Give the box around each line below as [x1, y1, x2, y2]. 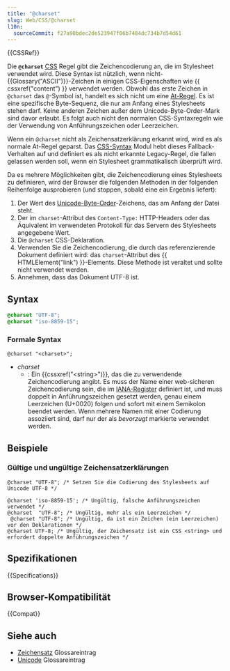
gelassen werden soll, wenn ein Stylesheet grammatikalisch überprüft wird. [7, 157, 222, 166]
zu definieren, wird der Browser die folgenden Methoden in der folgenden [7, 178, 219, 187]
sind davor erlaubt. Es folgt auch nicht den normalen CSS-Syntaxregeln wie [7, 114, 224, 123]
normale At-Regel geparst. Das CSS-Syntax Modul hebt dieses [7, 142, 187, 151]
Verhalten [7, 150, 35, 158]
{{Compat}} [7, 610, 40, 618]
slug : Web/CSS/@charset [7, 17, 76, 24]
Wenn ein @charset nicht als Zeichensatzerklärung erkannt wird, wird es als [7, 135, 222, 144]
